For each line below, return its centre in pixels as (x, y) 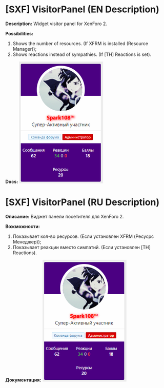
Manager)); (25, 49)
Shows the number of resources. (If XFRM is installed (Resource (80, 43)
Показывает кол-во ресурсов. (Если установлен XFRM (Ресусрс (83, 236)
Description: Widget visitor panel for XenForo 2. (56, 24)
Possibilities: (19, 33)
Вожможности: (23, 226)
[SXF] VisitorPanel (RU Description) (83, 202)
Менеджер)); (27, 241)
